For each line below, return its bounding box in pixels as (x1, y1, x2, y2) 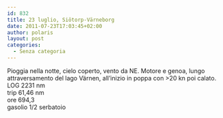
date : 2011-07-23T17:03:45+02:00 (7, 23, 103, 29)
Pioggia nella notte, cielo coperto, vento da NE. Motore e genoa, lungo (7, 66, 205, 75)
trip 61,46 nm (7, 88, 44, 96)
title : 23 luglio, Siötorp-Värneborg (7, 16, 115, 23)
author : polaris (7, 29, 53, 36)
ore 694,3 (7, 95, 35, 104)
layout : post (7, 35, 44, 42)
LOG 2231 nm (7, 81, 46, 89)
